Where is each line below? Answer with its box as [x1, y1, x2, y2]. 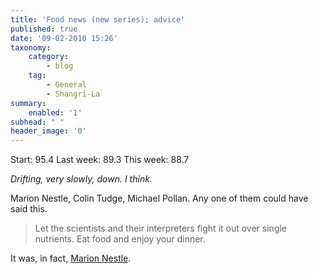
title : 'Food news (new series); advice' [10, 14, 186, 25]
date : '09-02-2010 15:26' [10, 33, 118, 43]
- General [46, 80, 87, 90]
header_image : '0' [10, 126, 87, 136]
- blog [46, 61, 74, 71]
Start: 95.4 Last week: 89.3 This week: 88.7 [10, 154, 190, 166]
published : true [10, 24, 78, 34]
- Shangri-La [46, 89, 101, 99]
